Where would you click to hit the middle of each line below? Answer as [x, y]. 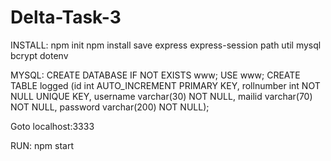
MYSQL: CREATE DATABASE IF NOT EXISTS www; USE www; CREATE [155, 75]
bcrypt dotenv [39, 55]
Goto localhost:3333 [52, 126]
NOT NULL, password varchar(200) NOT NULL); [110, 107]
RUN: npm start [42, 145]
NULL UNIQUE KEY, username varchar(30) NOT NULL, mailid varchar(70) [161, 96]
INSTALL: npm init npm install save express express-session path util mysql [166, 45]
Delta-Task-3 [66, 17]
